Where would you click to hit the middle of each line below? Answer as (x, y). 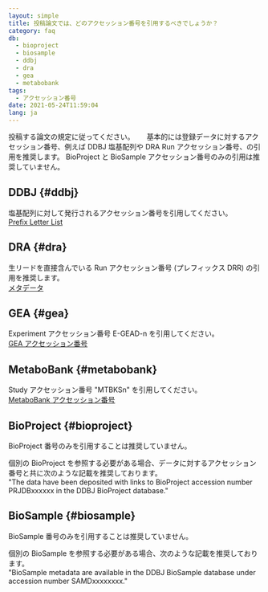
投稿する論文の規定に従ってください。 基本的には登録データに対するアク (134, 137)
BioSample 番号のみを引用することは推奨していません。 (101, 536)
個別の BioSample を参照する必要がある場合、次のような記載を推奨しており (133, 553)
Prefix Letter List (36, 222)
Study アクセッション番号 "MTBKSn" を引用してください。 (105, 390)
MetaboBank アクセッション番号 (62, 400)
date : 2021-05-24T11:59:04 (53, 105)
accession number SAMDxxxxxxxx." (68, 581)
